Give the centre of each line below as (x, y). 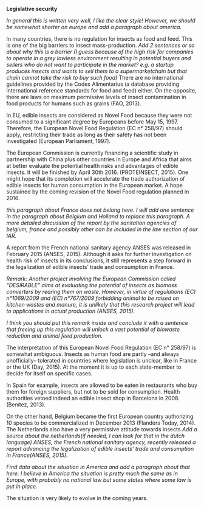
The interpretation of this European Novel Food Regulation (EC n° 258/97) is (101, 347)
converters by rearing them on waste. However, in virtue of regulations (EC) (101, 292)
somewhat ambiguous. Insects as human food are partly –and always (93, 354)
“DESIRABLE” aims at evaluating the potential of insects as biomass (92, 285)
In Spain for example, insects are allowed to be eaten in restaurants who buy (102, 385)
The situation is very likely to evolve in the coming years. (77, 498)
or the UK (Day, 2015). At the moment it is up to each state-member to (94, 367)
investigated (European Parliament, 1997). (59, 141)
